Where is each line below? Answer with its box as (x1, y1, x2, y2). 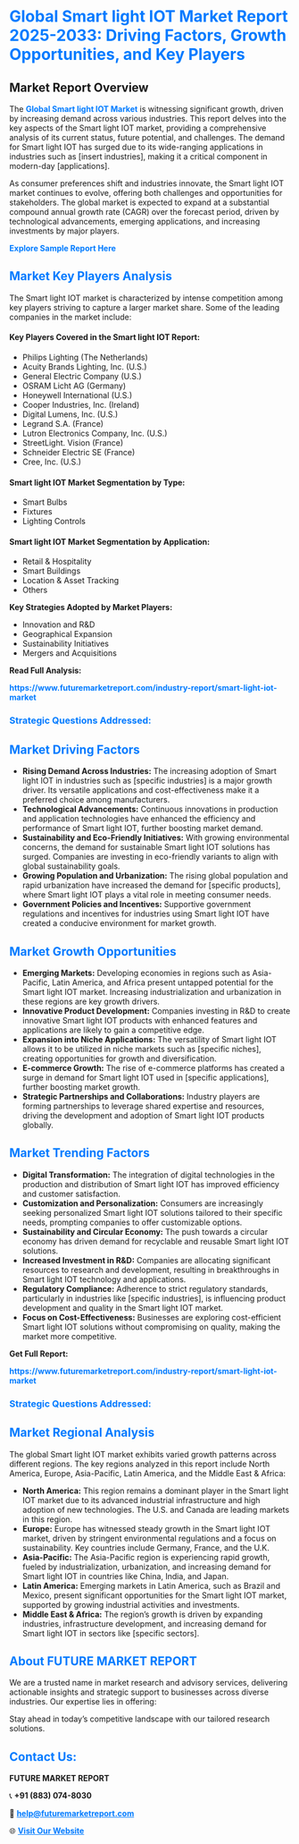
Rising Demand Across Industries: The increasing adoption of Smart (21, 766, 277, 777)
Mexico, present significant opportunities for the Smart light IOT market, (21, 1590, 287, 1601)
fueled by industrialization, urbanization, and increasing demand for (21, 1561, 272, 1572)
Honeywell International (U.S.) (21, 390, 133, 401)
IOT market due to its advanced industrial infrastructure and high (21, 1494, 261, 1505)
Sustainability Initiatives (21, 638, 110, 650)
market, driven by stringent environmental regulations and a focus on (21, 1533, 277, 1543)
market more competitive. (21, 1330, 118, 1341)
